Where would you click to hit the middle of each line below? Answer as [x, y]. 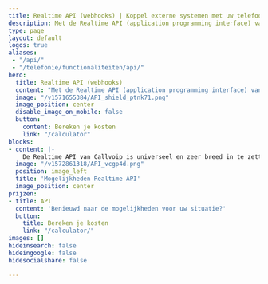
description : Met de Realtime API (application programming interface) [130, 23]
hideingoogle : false [43, 253]
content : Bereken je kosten [69, 127]
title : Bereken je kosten [66, 223]
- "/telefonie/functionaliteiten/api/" [78, 68]
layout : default [35, 38]
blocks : [21, 142]
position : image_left [51, 172]
